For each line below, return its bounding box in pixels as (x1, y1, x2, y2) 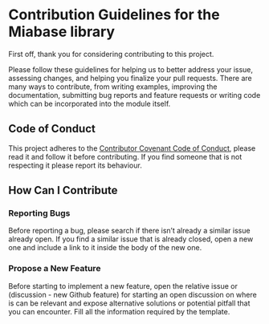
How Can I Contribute (8, 184, 118, 197)
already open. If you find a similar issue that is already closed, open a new (8, 234, 254, 244)
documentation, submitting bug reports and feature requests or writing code (8, 90, 261, 99)
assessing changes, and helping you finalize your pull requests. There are (8, 73, 252, 83)
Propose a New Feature (8, 263, 101, 274)
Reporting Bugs (8, 208, 71, 219)
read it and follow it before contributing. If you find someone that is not (8, 152, 243, 161)
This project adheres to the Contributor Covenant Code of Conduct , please (8, 143, 256, 153)
